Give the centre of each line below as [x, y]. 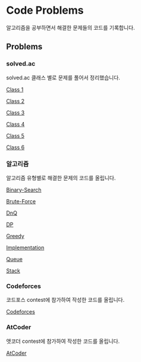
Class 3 [15, 112]
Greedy [15, 236]
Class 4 [15, 124]
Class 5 [15, 135]
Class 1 [15, 89]
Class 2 [15, 101]
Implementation [25, 247]
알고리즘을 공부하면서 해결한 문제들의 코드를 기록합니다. [70, 27]
